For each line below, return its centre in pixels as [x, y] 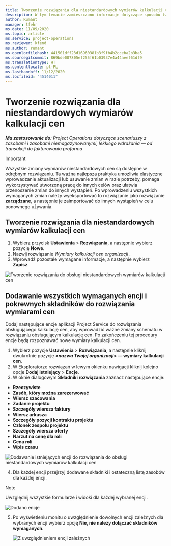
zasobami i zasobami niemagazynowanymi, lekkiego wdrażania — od [79, 143]
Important [16, 158]
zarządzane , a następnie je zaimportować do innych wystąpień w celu [79, 201]
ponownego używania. [29, 206]
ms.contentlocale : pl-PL [32, 67]
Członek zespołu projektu [40, 425]
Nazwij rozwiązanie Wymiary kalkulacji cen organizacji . [72, 254]
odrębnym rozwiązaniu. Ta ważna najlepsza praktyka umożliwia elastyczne [84, 174]
